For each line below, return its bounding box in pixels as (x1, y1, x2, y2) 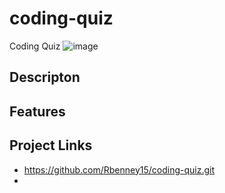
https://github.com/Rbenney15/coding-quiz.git (23, 163, 216, 176)
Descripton (9, 69, 81, 86)
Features (9, 103, 66, 120)
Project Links (9, 137, 93, 154)
